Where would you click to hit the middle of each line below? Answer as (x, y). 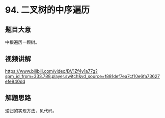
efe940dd (15, 81)
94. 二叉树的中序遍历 (47, 10)
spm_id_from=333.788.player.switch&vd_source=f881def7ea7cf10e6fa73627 (82, 76)
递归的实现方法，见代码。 (31, 111)
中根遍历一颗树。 (22, 42)
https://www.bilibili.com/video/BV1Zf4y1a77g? (51, 71)
